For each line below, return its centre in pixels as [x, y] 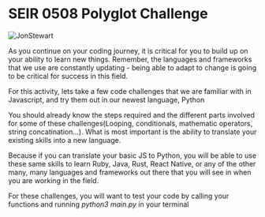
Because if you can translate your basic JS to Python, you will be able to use [132, 155]
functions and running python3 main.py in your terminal [99, 204]
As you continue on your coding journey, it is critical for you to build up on [128, 51]
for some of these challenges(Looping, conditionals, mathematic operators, [131, 123]
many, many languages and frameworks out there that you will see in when [130, 172]
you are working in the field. [54, 180]
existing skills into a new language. [65, 140]
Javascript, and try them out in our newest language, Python [106, 99]
